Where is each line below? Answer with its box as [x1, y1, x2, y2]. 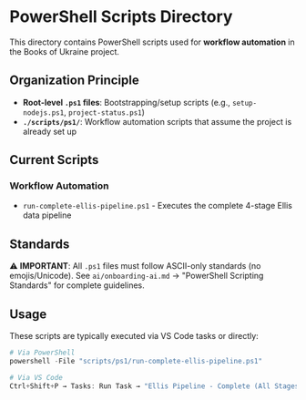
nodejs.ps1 [22, 108, 65, 118]
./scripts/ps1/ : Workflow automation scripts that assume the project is [22, 116, 292, 127]
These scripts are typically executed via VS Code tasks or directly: [9, 331, 260, 342]
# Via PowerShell [9, 348, 76, 357]
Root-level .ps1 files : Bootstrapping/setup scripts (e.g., [22, 97, 230, 108]
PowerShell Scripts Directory [9, 6, 233, 27]
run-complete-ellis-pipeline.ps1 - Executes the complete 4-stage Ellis [22, 200, 293, 211]
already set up [22, 126, 77, 137]
